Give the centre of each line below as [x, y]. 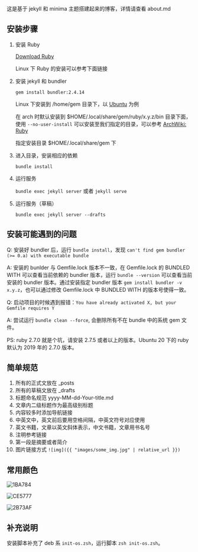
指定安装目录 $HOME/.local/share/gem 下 [66, 143]
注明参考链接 [31, 435]
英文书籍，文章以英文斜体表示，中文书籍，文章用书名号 [82, 427]
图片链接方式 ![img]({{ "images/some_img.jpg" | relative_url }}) [98, 450]
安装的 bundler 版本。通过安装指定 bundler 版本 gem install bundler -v [95, 282]
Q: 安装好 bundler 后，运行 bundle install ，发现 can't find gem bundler [96, 250]
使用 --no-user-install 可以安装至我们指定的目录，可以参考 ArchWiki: [101, 124]
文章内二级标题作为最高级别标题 [54, 405]
